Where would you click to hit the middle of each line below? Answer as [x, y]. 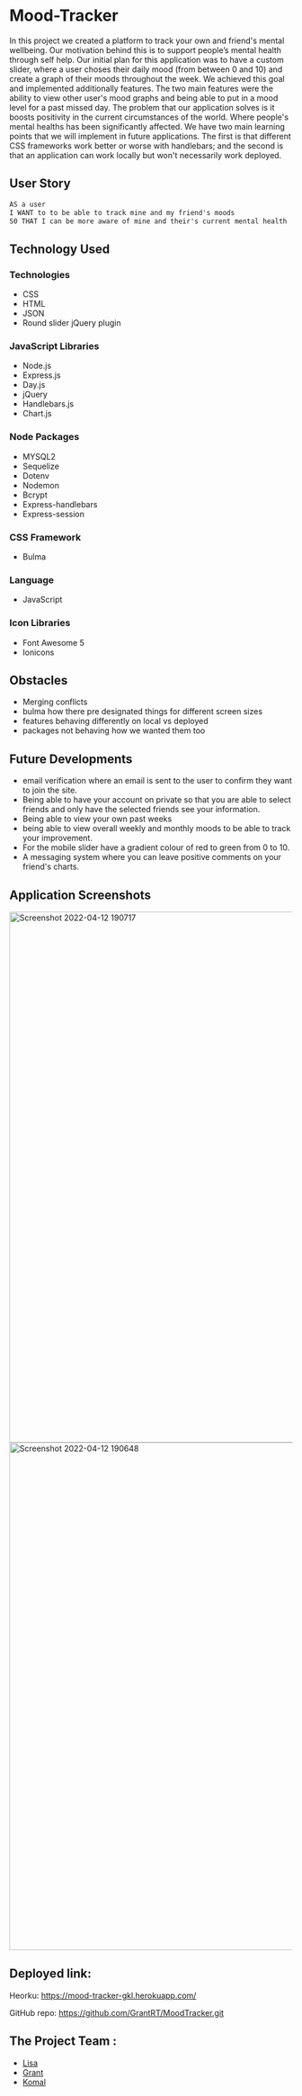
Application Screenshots [80, 895]
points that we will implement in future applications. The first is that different [151, 136]
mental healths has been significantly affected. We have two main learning [147, 126]
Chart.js [37, 414]
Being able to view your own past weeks [97, 819]
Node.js [37, 366]
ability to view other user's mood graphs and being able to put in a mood [144, 98]
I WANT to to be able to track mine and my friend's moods [122, 212]
